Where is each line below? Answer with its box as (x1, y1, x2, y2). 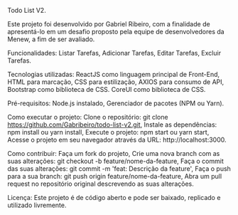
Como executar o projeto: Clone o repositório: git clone (7, 113, 168, 121)
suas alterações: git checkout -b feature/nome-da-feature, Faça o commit (7, 157, 224, 165)
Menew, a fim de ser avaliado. (7, 35, 95, 43)
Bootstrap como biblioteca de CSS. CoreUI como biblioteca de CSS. (7, 85, 206, 93)
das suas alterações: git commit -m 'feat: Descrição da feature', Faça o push (7, 164, 231, 173)
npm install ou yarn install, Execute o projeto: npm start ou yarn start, (7, 128, 210, 136)
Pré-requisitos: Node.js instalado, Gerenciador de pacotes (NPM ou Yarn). (7, 99, 225, 107)
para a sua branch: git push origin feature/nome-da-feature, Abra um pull (7, 172, 222, 180)
